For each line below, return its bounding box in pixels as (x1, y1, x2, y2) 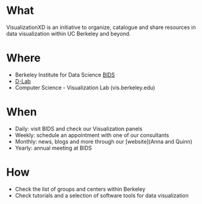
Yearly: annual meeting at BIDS (14, 144, 92, 151)
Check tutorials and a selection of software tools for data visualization (14, 191, 189, 199)
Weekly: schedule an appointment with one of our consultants (14, 131, 169, 139)
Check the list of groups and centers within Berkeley (14, 185, 146, 193)
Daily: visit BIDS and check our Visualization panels (14, 125, 143, 132)
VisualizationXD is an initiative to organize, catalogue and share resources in (6, 24, 196, 31)
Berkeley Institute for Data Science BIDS (14, 71, 115, 78)
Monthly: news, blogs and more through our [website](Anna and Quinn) (14, 138, 193, 145)
